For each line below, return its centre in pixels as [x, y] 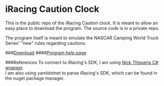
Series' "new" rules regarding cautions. [46, 43]
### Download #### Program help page [46, 53]
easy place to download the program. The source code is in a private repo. [82, 28]
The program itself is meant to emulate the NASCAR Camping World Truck [82, 38]
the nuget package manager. [35, 78]
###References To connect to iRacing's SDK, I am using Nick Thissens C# [82, 62]
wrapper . [15, 68]
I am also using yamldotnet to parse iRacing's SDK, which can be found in [81, 73]
